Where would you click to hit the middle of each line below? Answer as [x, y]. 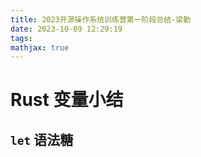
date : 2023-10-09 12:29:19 [66, 29]
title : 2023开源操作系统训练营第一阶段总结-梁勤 [101, 19]
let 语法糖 [42, 139]
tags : [21, 38]
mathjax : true [40, 47]
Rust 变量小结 [67, 100]
